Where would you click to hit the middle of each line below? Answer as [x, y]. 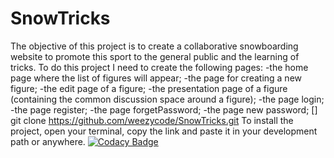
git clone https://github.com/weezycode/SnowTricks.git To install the [152, 120]
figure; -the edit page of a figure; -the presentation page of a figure [149, 88]
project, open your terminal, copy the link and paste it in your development [164, 131]
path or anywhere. [48, 141]
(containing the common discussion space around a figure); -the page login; [167, 99]
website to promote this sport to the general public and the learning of [155, 56]
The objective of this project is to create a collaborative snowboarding [154, 46]
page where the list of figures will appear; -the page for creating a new [156, 78]
